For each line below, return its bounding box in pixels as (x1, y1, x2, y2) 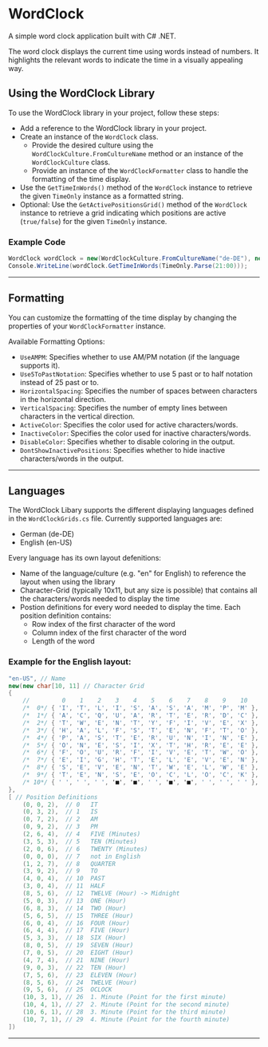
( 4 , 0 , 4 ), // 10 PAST (22, 875, 105, 883)
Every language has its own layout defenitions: (8, 553, 162, 563)
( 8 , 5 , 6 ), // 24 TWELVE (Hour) (22, 978, 137, 986)
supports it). (19, 360, 61, 370)
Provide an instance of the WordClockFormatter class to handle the (31, 165, 249, 175)
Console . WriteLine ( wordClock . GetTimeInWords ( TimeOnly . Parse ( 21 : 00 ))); (8, 262, 248, 270)
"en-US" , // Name (8, 675, 66, 683)
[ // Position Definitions (8, 793, 98, 801)
